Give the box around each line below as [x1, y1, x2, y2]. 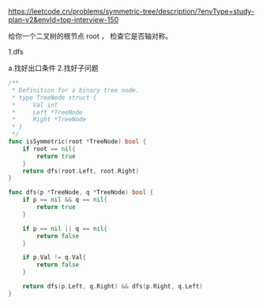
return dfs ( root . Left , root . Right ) [22, 167, 140, 175]
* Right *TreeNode [11, 116, 87, 124]
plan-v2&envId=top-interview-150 [8, 15, 119, 24]
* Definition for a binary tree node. [11, 86, 140, 94]
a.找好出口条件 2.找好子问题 [8, 63, 99, 73]
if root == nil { [22, 145, 77, 153]
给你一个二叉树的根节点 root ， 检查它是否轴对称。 [8, 32, 173, 40]
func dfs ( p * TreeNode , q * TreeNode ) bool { [8, 188, 154, 196]
